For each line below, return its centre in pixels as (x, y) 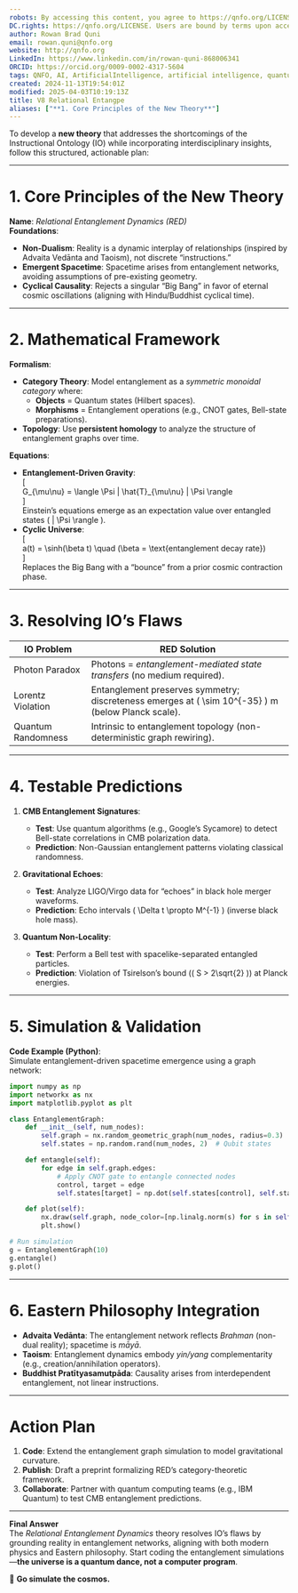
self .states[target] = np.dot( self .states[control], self (166, 1193)
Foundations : (34, 231)
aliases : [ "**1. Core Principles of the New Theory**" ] (114, 109)
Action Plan (52, 1426)
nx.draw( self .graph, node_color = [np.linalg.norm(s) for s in (157, 1218)
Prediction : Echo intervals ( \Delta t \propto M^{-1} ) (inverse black (157, 910)
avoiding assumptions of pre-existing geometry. (110, 277)
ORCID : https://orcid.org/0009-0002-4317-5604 (97, 68)
